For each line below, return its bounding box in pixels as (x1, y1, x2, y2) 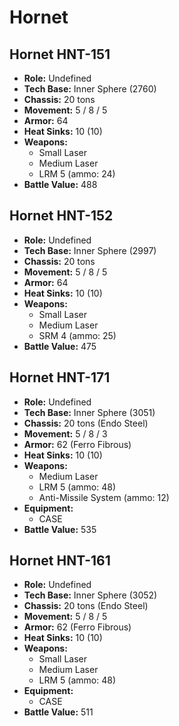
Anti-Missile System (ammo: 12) (38, 491, 170, 503)
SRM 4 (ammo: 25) (38, 329, 117, 341)
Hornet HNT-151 (9, 46, 111, 63)
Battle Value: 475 (23, 340, 97, 352)
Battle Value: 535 (23, 523, 97, 535)
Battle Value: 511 (23, 706, 94, 718)
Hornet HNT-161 (9, 552, 111, 570)
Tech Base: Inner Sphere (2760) (23, 83, 157, 95)
